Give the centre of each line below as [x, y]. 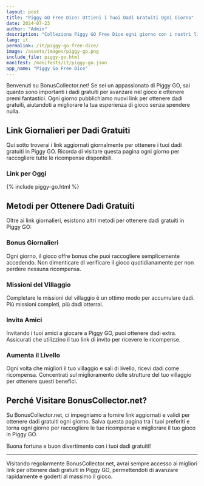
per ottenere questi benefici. [42, 381]
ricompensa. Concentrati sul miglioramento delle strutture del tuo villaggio [99, 375]
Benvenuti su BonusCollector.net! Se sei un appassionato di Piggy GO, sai [98, 86]
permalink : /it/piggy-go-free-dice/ [53, 46]
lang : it [17, 40]
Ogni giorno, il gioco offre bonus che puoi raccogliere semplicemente [93, 256]
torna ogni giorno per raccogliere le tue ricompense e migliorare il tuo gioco [101, 428]
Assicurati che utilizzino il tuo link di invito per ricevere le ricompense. [93, 340]
